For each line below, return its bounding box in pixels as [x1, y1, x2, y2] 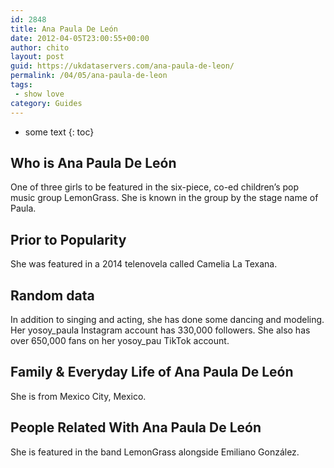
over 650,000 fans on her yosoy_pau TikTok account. [10, 334, 230, 346]
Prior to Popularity [10, 231, 127, 248]
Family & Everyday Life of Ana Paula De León [10, 364, 294, 381]
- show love [14, 89, 65, 99]
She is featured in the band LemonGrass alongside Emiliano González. [10, 446, 300, 458]
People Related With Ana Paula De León [10, 419, 262, 436]
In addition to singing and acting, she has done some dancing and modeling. [10, 313, 325, 325]
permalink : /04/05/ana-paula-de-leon [10, 71, 168, 81]
